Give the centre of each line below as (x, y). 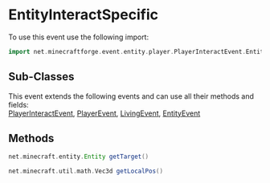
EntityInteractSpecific (84, 15)
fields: (19, 104)
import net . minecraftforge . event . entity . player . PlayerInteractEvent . (127, 51)
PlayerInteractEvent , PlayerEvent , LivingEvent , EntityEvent (104, 113)
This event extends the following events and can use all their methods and (131, 96)
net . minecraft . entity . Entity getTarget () (79, 157)
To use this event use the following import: (79, 37)
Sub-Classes (41, 77)
